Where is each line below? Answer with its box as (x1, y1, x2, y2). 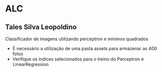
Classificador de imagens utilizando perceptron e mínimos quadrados (5, 36, 148, 42)
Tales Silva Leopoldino (5, 23, 77, 31)
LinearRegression (12, 62, 49, 67)
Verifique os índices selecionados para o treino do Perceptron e (12, 56, 144, 62)
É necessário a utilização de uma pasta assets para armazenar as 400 (12, 46, 157, 51)
